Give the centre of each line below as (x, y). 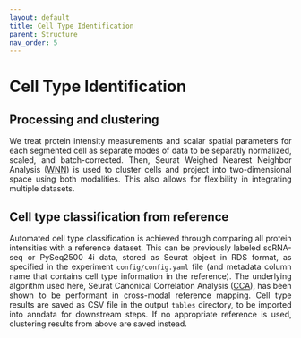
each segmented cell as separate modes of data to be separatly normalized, (150, 151)
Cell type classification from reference (119, 217)
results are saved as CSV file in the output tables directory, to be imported (150, 305)
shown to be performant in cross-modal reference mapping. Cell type (150, 295)
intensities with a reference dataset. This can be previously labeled (135, 248)
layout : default (39, 17)
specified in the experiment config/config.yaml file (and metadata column (150, 267)
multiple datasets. (42, 189)
